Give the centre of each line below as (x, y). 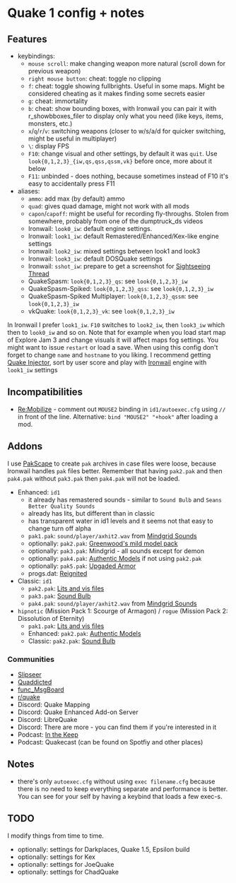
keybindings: (36, 56)
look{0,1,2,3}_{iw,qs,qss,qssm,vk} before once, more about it (120, 161)
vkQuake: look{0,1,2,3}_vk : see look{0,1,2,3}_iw (101, 311)
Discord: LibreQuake (47, 719)
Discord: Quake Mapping (54, 704)
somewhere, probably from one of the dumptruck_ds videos (116, 221)
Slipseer (30, 674)
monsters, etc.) (50, 124)
